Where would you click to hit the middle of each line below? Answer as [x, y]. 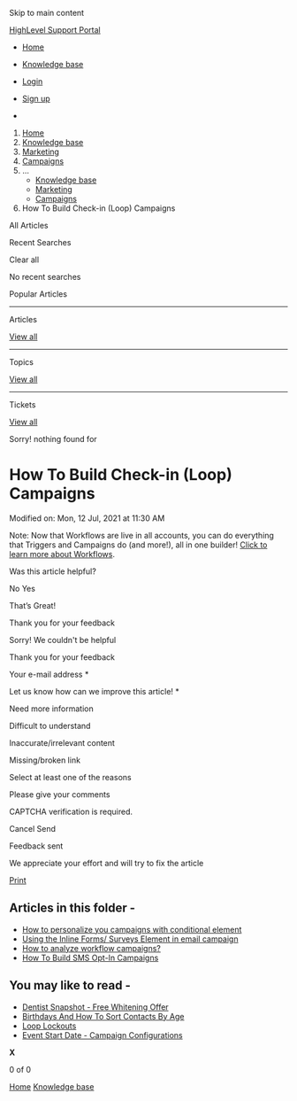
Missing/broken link [45, 760]
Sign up [36, 98]
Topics [21, 362]
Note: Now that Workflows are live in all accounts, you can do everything [141, 535]
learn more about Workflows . [62, 554]
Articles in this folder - [72, 908]
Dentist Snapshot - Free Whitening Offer [95, 1007]
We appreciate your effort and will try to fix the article [107, 863]
